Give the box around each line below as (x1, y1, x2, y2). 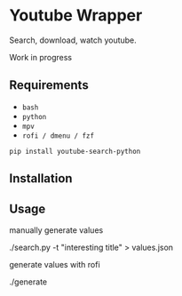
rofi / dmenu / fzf (21, 131, 95, 140)
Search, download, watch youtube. (9, 35, 138, 45)
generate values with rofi (9, 259, 100, 269)
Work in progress (9, 52, 73, 62)
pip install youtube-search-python (9, 147, 141, 156)
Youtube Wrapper (9, 5, 143, 26)
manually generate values (9, 224, 104, 236)
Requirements (9, 77, 89, 93)
